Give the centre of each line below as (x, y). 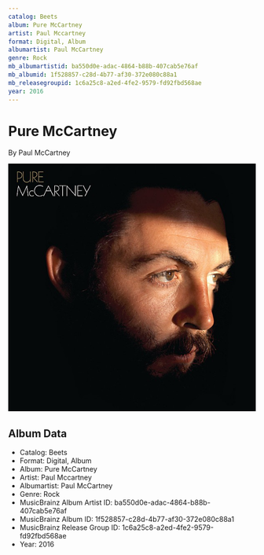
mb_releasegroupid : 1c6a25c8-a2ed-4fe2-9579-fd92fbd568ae (105, 83)
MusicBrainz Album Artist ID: (66, 502)
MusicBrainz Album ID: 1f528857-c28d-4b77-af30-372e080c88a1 (126, 520)
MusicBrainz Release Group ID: (70, 527)
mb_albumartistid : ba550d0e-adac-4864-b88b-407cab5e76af (103, 67)
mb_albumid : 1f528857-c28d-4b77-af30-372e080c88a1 (93, 75)
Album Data (38, 434)
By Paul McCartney (39, 153)
